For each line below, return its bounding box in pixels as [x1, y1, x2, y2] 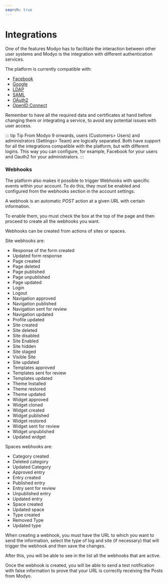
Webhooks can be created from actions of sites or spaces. [5, 228, 126, 234]
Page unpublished [12, 274, 50, 280]
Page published [12, 269, 45, 275]
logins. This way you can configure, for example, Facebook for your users [5, 148, 158, 154]
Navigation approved [12, 295, 56, 301]
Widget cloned [12, 402, 43, 408]
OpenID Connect [12, 102, 48, 108]
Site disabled [12, 332, 40, 338]
